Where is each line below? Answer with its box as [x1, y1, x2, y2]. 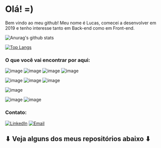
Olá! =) [5, 3, 34, 15]
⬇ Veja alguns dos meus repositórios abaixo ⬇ [5, 135, 151, 143]
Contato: [5, 109, 27, 116]
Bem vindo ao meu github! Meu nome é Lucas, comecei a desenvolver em [5, 20, 157, 26]
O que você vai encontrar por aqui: [5, 56, 90, 63]
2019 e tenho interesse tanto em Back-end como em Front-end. [5, 25, 135, 31]
